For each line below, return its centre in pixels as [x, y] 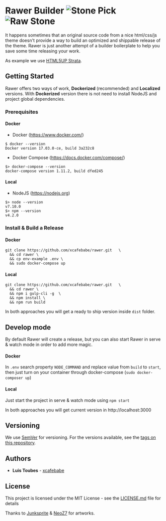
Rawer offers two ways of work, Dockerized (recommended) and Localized [83, 88]
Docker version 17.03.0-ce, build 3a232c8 [50, 148]
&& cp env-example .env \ [37, 259]
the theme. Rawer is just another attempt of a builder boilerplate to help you [83, 45]
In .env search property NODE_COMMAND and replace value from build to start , [83, 367]
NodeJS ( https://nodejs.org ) [41, 193]
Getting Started [30, 77]
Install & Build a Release [34, 228]
